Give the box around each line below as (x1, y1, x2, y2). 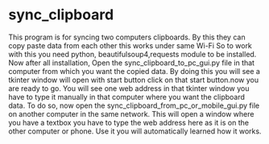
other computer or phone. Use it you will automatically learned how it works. (8, 126, 262, 136)
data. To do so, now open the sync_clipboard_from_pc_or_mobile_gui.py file (8, 101, 260, 110)
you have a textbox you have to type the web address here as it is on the (8, 117, 250, 127)
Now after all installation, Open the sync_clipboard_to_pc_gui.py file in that (8, 58, 255, 68)
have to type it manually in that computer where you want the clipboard (8, 92, 246, 101)
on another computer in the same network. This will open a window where (8, 109, 255, 118)
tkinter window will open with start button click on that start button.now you (8, 75, 259, 84)
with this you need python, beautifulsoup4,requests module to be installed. (8, 49, 257, 59)
